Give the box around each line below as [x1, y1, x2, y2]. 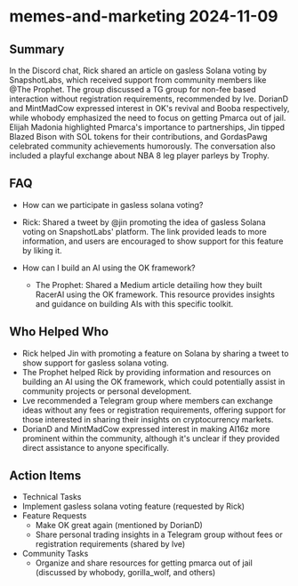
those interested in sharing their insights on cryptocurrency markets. [21, 413, 274, 424]
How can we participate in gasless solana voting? [21, 199, 204, 210]
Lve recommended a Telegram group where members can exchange [21, 395, 274, 405]
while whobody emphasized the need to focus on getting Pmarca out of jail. [9, 113, 286, 123]
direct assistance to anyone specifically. [21, 442, 170, 453]
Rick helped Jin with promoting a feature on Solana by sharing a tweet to [21, 348, 289, 358]
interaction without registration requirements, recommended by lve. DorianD [9, 93, 289, 104]
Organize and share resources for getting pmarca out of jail [35, 558, 254, 568]
